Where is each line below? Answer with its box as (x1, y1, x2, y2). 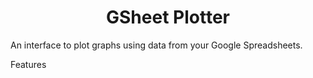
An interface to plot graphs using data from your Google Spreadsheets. (10, 39, 303, 51)
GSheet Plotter (106, 6, 230, 29)
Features (10, 58, 47, 70)
